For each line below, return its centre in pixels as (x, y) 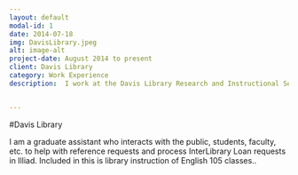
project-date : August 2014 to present (81, 59)
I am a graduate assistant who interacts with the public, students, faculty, (143, 141)
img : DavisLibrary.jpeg (53, 42)
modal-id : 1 (31, 26)
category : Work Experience (59, 76)
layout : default (39, 17)
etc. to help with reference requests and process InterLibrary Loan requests (148, 151)
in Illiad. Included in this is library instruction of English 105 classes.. (133, 160)
